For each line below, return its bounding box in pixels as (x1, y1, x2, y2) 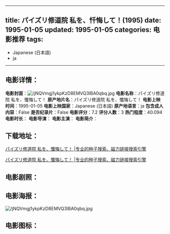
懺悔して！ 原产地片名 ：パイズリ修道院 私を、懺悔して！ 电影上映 (24, 97, 161, 103)
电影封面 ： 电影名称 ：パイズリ (5, 90, 156, 96)
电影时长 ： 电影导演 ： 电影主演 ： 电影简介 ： (5, 115, 98, 121)
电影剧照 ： (5, 173, 39, 181)
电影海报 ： (5, 192, 39, 200)
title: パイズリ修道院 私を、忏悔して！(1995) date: (5, 16, 161, 25)
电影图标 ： (5, 221, 39, 230)
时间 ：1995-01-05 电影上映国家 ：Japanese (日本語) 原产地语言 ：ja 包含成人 (5, 103, 163, 109)
